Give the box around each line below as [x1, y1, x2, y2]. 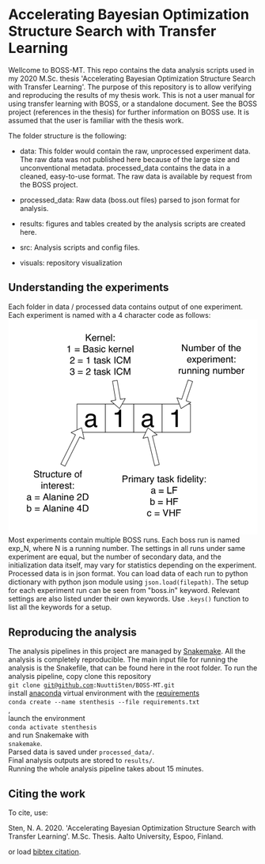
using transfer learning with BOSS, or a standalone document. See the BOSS [8, 99, 257, 108]
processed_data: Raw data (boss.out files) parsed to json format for [19, 195, 240, 205]
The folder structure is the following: [8, 130, 127, 140]
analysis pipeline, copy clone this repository [8, 672, 152, 681]
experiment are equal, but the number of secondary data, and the [8, 552, 221, 562]
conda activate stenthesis [8, 723, 97, 732]
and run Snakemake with [8, 730, 89, 740]
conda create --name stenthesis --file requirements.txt [8, 698, 200, 707]
